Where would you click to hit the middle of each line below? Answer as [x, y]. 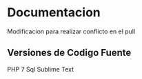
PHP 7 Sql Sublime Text [41, 69]
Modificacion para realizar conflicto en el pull [71, 31]
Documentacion [54, 13]
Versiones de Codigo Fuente [69, 53]
